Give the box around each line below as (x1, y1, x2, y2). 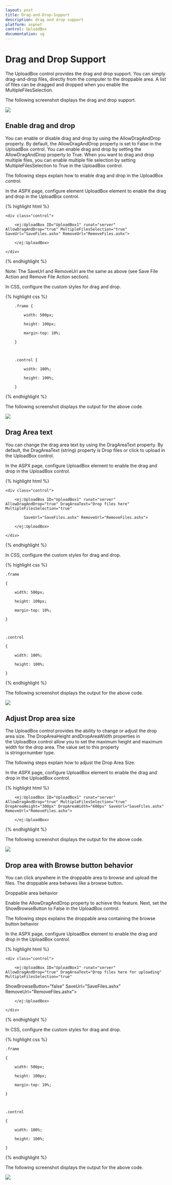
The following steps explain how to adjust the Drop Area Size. (5, 759, 136, 766)
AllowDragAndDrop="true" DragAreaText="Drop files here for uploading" (5, 970, 162, 975)
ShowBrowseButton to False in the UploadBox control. (5, 905, 120, 911)
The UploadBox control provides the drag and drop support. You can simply (5, 70, 166, 77)
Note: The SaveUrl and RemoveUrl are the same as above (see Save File (5, 268, 158, 274)
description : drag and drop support (5, 17, 84, 22)
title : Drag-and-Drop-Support (5, 12, 70, 17)
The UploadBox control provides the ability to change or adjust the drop (5, 728, 157, 734)
